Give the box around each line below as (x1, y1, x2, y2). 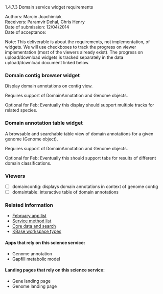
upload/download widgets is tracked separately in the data (5, 54, 124, 60)
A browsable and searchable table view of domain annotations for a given (5, 131, 154, 136)
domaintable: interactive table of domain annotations (12, 189, 119, 195)
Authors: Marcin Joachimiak (5, 14, 62, 19)
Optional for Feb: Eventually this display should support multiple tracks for (5, 102, 154, 108)
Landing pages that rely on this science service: (5, 267, 105, 273)
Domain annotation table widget (5, 120, 83, 127)
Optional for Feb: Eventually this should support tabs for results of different (5, 155, 156, 161)
